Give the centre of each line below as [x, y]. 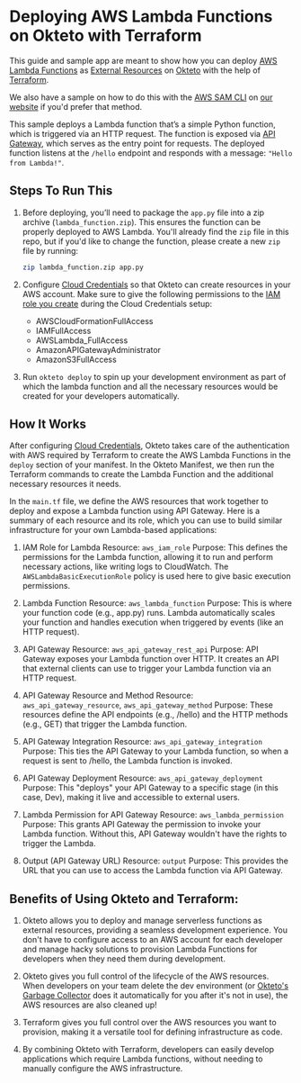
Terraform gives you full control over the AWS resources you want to [149, 1023]
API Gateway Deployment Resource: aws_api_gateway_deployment [142, 778]
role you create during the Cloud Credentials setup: [117, 303]
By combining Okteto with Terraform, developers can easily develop [148, 1050]
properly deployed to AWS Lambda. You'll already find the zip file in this [155, 231]
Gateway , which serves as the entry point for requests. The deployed [137, 143]
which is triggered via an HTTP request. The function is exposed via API [142, 133]
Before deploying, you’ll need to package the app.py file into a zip [143, 212]
